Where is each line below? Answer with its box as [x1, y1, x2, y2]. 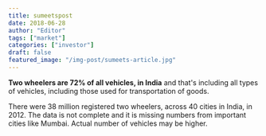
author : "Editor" [8, 26, 66, 34]
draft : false [8, 49, 52, 56]
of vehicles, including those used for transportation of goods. [8, 86, 209, 95]
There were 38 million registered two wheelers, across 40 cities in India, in [8, 101, 252, 111]
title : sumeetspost [8, 11, 73, 20]
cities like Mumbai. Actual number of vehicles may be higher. [8, 119, 209, 128]
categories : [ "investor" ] [8, 41, 94, 49]
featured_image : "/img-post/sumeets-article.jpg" [8, 56, 177, 64]
